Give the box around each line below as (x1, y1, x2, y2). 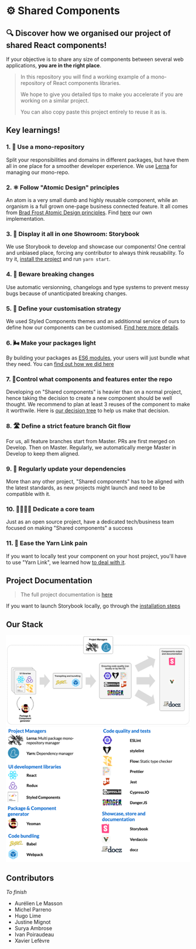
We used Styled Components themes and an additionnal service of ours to (6, 317, 185, 324)
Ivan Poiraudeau (14, 931, 54, 938)
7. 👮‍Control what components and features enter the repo (6, 375, 173, 383)
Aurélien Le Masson (14, 900, 63, 907)
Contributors (6, 873, 54, 883)
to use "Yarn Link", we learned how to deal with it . (6, 559, 126, 566)
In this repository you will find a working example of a (20, 73, 150, 80)
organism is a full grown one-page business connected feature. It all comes (6, 203, 188, 210)
